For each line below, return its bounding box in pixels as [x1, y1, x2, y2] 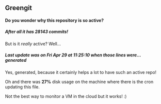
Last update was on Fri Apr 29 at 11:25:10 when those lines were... [5, 52, 142, 58]
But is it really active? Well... [5, 41, 61, 47]
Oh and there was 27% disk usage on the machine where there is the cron [5, 79, 154, 85]
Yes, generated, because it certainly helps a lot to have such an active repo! [5, 69, 157, 75]
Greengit [5, 4, 32, 12]
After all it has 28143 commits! [5, 29, 69, 35]
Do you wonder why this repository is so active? [5, 17, 104, 23]
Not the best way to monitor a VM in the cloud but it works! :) [5, 93, 127, 99]
